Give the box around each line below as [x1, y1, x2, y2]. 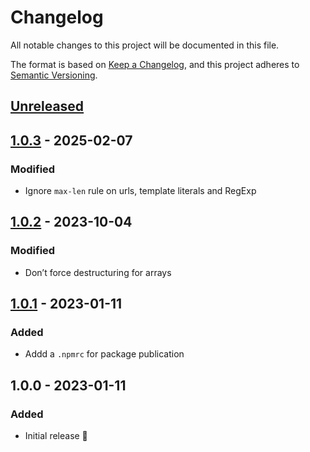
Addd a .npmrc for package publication [24, 348, 185, 360]
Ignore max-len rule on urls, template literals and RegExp [24, 185, 257, 197]
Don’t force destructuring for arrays [24, 266, 172, 278]
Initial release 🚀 [24, 430, 88, 442]
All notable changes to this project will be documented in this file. [10, 39, 280, 51]
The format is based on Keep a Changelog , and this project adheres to [10, 58, 300, 70]
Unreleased [10, 98, 85, 115]
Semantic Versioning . [10, 69, 98, 81]
